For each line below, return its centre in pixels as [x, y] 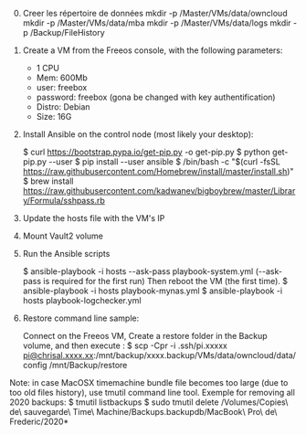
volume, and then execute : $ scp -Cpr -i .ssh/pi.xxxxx [125, 345]
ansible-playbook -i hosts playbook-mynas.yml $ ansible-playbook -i [153, 291]
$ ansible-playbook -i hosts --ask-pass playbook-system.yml [138, 271]
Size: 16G [54, 117]
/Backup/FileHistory [68, 32]
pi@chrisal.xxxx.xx [58, 355]
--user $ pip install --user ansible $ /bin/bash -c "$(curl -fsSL [164, 162]
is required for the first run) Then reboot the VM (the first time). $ [165, 281]
